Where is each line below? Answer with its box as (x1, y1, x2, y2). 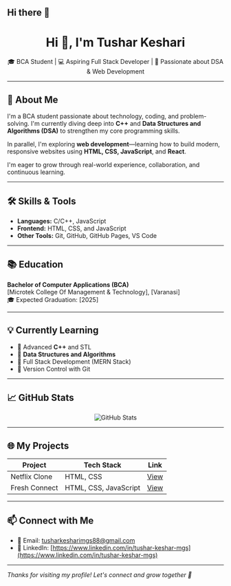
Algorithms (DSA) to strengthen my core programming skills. (7, 127, 180, 135)
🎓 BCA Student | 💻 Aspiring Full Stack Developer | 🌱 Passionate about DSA (8, 58, 223, 66)
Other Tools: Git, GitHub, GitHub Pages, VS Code (16, 231, 157, 239)
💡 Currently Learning (7, 325, 99, 336)
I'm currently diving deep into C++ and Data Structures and (30, 120, 201, 128)
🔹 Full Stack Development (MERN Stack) (16, 357, 132, 365)
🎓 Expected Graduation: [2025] (7, 295, 98, 303)
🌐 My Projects (7, 440, 69, 451)
